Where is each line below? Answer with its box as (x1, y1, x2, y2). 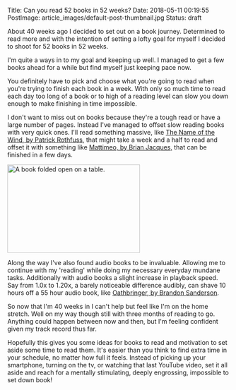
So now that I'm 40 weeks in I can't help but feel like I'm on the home (7, 303, 208, 310)
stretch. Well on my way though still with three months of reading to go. (7, 310, 216, 318)
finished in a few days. (7, 151, 73, 159)
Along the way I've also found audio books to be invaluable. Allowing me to (7, 259, 226, 267)
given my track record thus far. (7, 324, 97, 333)
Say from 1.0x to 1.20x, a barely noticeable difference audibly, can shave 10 (7, 281, 226, 289)
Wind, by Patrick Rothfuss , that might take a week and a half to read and (7, 135, 218, 144)
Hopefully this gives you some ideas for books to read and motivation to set (7, 339, 228, 346)
